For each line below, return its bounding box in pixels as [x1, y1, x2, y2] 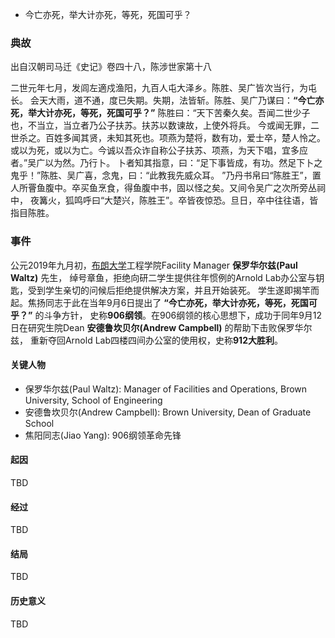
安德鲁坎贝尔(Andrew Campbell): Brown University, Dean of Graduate [24, 406, 312, 418]
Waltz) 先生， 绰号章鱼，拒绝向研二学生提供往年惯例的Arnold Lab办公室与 [10, 271, 317, 283]
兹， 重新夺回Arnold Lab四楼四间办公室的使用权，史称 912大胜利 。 [10, 334, 283, 346]
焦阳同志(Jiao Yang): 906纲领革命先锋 [24, 429, 182, 441]
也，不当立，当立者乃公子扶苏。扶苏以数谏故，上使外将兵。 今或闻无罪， [10, 119, 311, 132]
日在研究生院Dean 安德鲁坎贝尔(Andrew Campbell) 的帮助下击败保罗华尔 [10, 321, 313, 333]
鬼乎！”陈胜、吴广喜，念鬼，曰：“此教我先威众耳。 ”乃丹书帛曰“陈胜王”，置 [10, 169, 322, 182]
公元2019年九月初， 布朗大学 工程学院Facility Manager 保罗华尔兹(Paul [10, 259, 298, 271]
